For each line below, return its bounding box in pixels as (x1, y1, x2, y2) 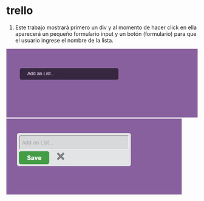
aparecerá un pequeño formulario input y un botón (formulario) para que (15, 30, 197, 37)
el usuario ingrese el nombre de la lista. (15, 36, 114, 44)
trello (6, 4, 33, 18)
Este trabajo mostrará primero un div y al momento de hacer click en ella (15, 24, 197, 31)
